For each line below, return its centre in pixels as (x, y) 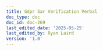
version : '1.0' (24, 39)
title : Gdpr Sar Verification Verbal (52, 11)
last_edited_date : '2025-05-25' (45, 28)
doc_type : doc (23, 17)
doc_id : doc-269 (26, 22)
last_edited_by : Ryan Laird (40, 33)
